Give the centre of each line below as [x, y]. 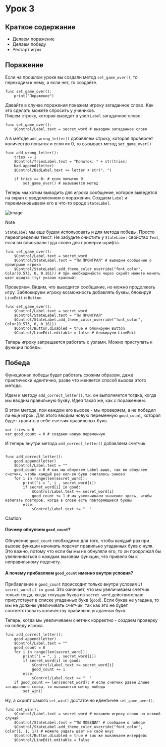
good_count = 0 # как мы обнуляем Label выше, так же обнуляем [81, 470]
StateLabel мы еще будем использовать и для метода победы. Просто [80, 232]
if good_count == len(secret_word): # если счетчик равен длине [82, 683]
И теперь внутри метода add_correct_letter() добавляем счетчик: [76, 443]
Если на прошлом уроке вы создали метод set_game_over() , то [71, 77]
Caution [13, 518]
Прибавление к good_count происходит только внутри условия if [74, 584]
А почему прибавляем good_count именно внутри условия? [69, 573]
